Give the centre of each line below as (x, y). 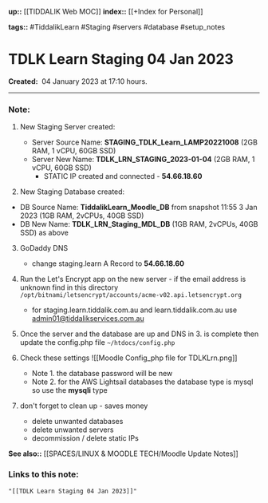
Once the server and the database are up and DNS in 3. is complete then (139, 334)
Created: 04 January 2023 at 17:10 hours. (78, 81)
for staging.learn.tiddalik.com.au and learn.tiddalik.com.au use (134, 310)
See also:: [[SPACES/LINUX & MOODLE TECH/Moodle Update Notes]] (124, 453)
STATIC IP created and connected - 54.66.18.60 (123, 176)
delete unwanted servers (73, 430)
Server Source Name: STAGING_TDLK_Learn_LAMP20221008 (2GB (144, 142)
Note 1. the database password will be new (102, 374)
